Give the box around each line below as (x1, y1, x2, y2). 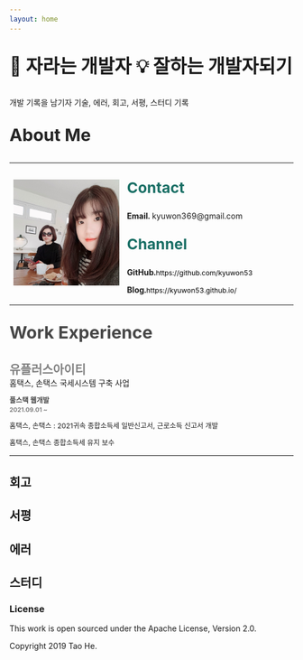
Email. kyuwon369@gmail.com (126, 210, 243, 221)
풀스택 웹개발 (9, 395, 50, 405)
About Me (9, 125, 92, 146)
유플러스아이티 (9, 361, 87, 376)
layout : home (9, 14, 59, 23)
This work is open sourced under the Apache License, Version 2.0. (9, 623, 257, 634)
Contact (126, 178, 185, 197)
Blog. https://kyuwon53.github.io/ (126, 284, 237, 295)
